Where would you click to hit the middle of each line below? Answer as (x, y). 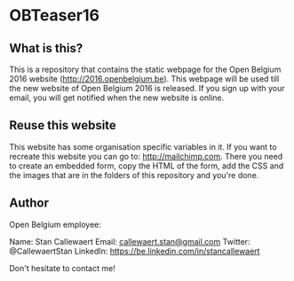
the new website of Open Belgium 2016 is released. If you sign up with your (147, 88)
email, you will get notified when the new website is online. (117, 98)
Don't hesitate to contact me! (62, 268)
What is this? (46, 48)
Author (29, 203)
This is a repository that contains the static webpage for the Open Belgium (145, 69)
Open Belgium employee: (56, 224)
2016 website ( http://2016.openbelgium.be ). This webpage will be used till (144, 79)
